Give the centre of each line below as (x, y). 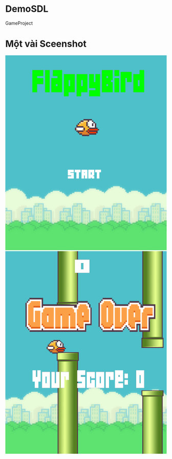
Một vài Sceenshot (46, 44)
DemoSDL (27, 9)
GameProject (19, 23)
